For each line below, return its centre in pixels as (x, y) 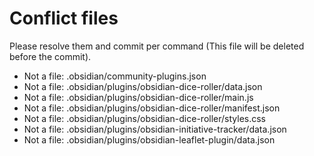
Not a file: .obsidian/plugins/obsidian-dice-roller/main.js (138, 97)
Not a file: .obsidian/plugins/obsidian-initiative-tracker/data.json (155, 129)
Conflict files (64, 18)
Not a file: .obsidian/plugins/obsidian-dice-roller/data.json (143, 86)
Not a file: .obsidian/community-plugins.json (115, 76)
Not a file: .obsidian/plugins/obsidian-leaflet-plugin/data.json (149, 139)
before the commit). (50, 56)
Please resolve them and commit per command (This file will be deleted (157, 46)
